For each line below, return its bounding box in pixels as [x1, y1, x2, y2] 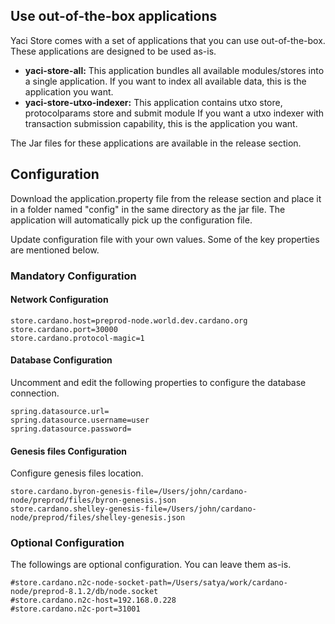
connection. [10, 387, 60, 399]
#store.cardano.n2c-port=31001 [10, 604, 141, 614]
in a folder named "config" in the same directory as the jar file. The [10, 203, 286, 215]
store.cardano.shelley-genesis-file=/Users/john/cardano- [10, 504, 257, 514]
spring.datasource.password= [10, 424, 132, 434]
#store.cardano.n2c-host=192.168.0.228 [10, 595, 177, 606]
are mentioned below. [10, 244, 100, 256]
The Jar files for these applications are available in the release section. [10, 137, 302, 149]
